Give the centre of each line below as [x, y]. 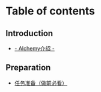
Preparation [28, 68]
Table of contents [50, 11]
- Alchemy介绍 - [34, 48]
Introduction [29, 33]
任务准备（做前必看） [41, 83]
